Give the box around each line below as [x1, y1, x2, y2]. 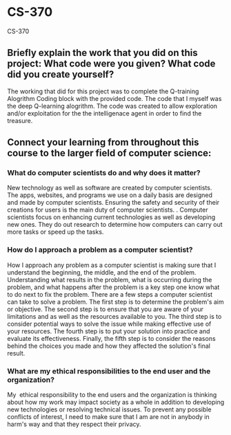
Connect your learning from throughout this [7, 136, 199, 149]
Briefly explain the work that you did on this [7, 47, 198, 59]
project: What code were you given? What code [7, 58, 216, 70]
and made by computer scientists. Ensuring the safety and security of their [7, 198, 220, 207]
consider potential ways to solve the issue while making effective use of [7, 320, 212, 328]
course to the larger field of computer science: [7, 147, 212, 159]
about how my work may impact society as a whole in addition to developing [7, 398, 225, 407]
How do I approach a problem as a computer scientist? [7, 245, 193, 254]
